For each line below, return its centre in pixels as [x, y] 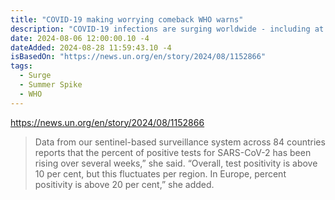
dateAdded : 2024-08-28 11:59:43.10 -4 [91, 47]
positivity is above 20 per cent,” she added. [124, 184]
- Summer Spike [51, 85]
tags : [21, 66]
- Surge [35, 76]
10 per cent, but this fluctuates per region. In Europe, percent [160, 173]
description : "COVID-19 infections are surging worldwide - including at [167, 29]
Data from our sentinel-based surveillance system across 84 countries [180, 142]
